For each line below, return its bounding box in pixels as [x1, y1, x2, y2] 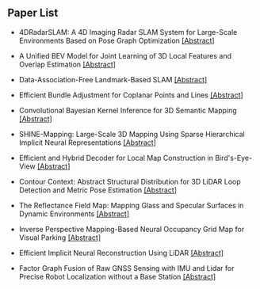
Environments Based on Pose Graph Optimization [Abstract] [18, 36, 215, 45]
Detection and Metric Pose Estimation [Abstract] [18, 185, 178, 195]
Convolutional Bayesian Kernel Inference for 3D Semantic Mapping [18, 105, 237, 115]
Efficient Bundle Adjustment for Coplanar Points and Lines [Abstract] [18, 90, 243, 100]
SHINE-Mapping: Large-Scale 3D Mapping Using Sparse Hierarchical [18, 129, 245, 139]
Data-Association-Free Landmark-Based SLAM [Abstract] [18, 74, 208, 84]
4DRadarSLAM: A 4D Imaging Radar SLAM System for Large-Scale [18, 27, 238, 36]
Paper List [7, 6, 59, 20]
